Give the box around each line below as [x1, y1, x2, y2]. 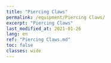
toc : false [6, 43, 33, 49]
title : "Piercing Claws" [6, 8, 68, 15]
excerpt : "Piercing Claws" [6, 20, 73, 26]
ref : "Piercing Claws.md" [6, 37, 70, 43]
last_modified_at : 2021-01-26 [6, 25, 82, 32]
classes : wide [6, 48, 42, 54]
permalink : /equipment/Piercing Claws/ [6, 14, 106, 20]
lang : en [6, 31, 28, 37]
